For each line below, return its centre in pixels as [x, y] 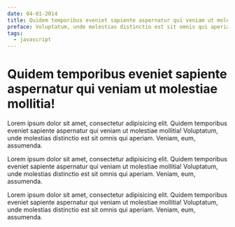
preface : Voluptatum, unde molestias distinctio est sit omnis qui [108, 27]
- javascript [33, 40]
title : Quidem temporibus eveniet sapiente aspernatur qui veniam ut [111, 20]
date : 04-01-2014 [33, 14]
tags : [15, 33]
